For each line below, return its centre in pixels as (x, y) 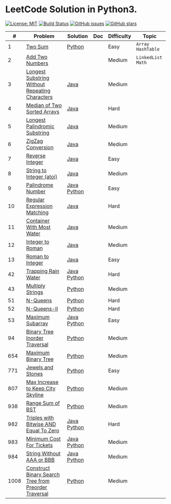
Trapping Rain (43, 271)
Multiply (36, 286)
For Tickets (39, 445)
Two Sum (37, 46)
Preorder (37, 487)
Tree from (38, 481)
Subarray (37, 323)
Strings (35, 292)
